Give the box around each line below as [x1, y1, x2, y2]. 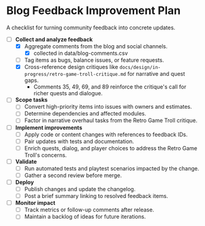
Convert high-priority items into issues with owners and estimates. [24, 103, 192, 111]
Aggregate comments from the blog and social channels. [24, 43, 168, 49]
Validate [15, 158, 37, 165]
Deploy [15, 178, 34, 186]
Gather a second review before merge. [24, 172, 122, 179]
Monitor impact [15, 199, 56, 206]
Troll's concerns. [24, 151, 67, 159]
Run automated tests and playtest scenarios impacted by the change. [24, 164, 199, 172]
